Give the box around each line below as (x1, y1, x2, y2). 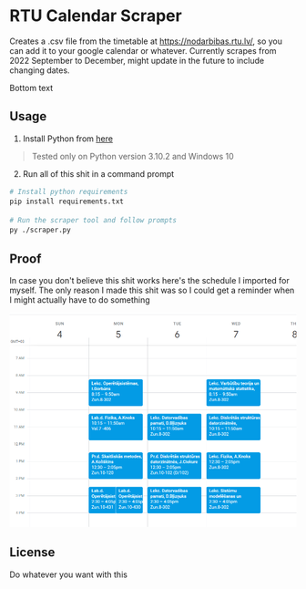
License (9, 544, 56, 561)
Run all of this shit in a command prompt (22, 168, 175, 179)
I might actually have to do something (9, 294, 150, 305)
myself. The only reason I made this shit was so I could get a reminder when (9, 284, 295, 295)
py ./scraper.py (9, 225, 71, 235)
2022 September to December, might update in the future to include (9, 55, 265, 66)
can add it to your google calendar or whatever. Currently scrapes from (9, 45, 277, 56)
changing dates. (9, 65, 70, 76)
